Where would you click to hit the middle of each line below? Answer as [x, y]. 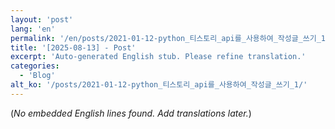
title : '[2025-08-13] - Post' [73, 47]
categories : [35, 66]
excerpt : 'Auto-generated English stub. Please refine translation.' [158, 57]
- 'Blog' [37, 76]
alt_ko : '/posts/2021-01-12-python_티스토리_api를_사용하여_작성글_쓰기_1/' [159, 85]
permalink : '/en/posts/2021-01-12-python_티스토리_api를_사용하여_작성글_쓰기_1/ [170, 38]
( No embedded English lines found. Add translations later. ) [131, 113]
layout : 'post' [42, 19]
